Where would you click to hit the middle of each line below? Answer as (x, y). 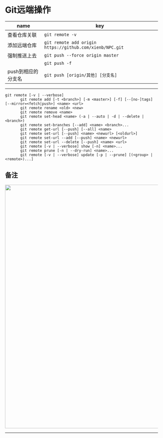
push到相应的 (23, 71)
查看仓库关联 (22, 35)
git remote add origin (70, 42)
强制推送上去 (22, 56)
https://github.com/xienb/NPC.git (84, 47)
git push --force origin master (81, 55)
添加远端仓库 (22, 45)
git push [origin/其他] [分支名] (81, 75)
